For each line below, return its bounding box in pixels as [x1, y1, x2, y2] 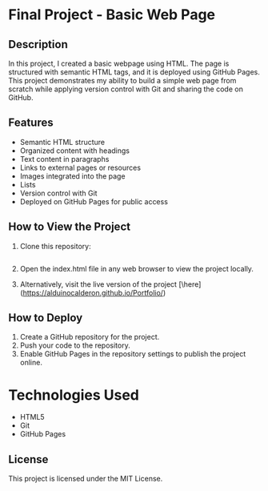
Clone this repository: [19, 241, 91, 251]
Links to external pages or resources [19, 163, 142, 172]
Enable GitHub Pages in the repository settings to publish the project [19, 349, 246, 359]
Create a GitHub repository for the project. [19, 332, 160, 342]
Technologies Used [8, 386, 140, 404]
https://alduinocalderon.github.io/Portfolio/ [22, 288, 164, 297]
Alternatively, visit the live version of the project [19, 279, 178, 289]
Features [8, 116, 54, 130]
